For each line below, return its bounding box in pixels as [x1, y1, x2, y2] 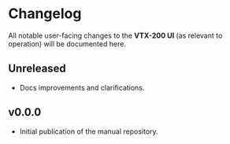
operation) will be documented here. [8, 39, 126, 48]
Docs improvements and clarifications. [19, 83, 145, 92]
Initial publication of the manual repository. [19, 127, 159, 136]
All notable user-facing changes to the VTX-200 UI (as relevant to [8, 31, 223, 40]
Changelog [8, 5, 82, 23]
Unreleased [8, 62, 67, 76]
